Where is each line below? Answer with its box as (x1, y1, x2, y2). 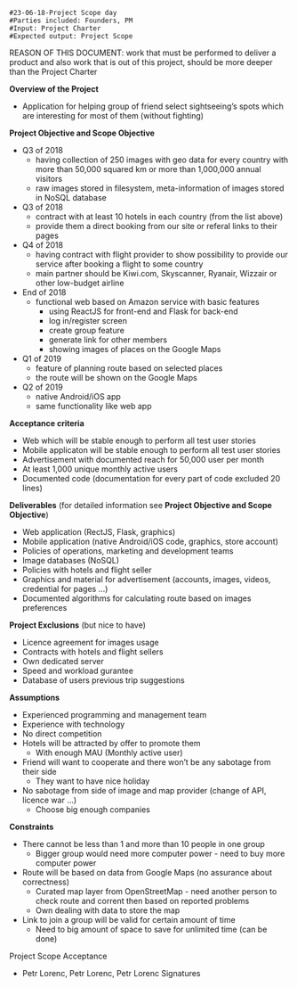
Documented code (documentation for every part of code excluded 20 (21, 473, 281, 483)
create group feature (48, 325, 124, 335)
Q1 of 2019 (21, 353, 62, 364)
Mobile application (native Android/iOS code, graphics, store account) (21, 536, 278, 547)
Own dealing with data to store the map (35, 905, 181, 916)
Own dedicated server (21, 656, 105, 666)
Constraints (9, 821, 54, 832)
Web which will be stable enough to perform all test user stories (21, 435, 256, 446)
